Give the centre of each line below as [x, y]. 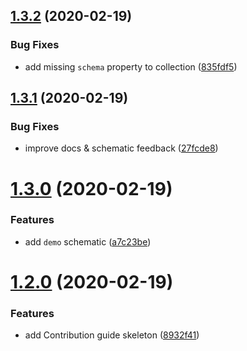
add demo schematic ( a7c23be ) [88, 241]
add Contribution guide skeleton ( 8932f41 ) [112, 335]
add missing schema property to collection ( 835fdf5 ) [131, 66]
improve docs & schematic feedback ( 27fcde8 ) [121, 148]
